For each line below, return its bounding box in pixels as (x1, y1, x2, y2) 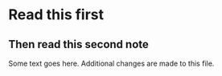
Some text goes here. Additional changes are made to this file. (8, 58, 215, 68)
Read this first (8, 6, 105, 24)
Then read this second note (8, 38, 149, 51)
